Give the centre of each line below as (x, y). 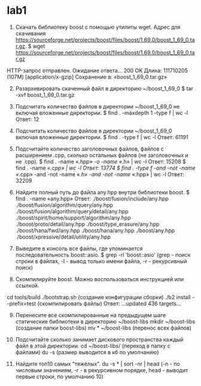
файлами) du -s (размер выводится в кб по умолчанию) (87, 352)
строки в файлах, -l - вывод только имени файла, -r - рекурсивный (101, 261)
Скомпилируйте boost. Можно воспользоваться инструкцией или (100, 279)
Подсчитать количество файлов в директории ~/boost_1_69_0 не (98, 106)
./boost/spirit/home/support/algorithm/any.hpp (73, 218)
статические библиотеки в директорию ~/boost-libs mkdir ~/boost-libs (105, 321)
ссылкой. (27, 285)
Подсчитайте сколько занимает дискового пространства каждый (100, 339)
